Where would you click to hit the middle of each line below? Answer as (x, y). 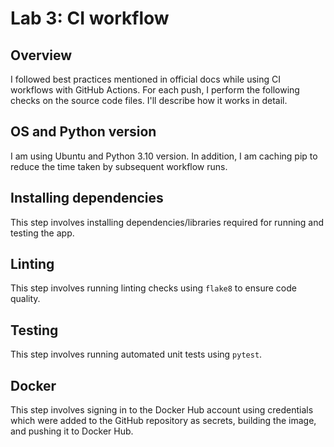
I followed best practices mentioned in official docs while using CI (145, 79)
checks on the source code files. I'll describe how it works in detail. (149, 100)
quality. (25, 299)
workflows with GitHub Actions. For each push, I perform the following (155, 90)
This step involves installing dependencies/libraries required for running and (167, 222)
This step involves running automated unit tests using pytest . (136, 354)
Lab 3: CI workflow (90, 18)
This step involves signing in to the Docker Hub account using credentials (162, 410)
